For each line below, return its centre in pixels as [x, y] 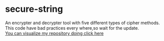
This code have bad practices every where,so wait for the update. [72, 28]
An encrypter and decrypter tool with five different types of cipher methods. [82, 23]
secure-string [34, 9]
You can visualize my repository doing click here [54, 33]
